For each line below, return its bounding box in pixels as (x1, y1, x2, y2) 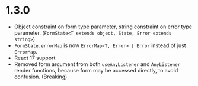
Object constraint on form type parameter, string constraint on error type (14, 23, 192, 30)
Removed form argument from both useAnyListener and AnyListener (14, 60, 181, 68)
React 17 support (14, 54, 56, 61)
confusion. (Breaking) (14, 73, 68, 80)
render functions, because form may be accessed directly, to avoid (14, 67, 178, 74)
